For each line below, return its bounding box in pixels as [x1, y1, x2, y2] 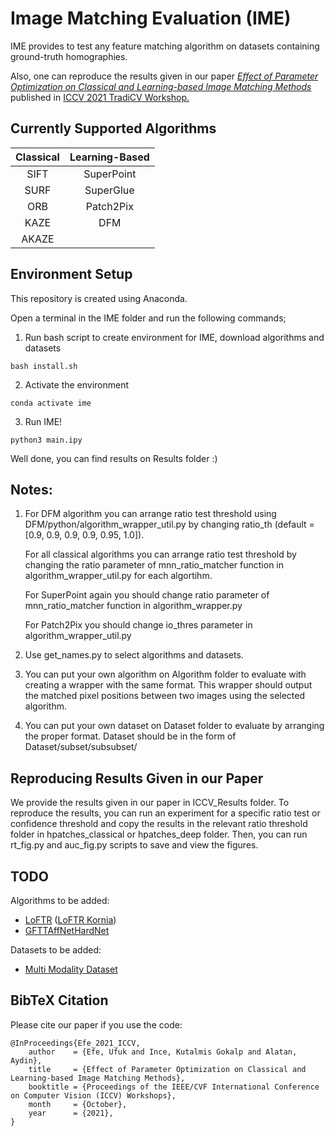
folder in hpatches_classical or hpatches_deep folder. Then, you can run [10, 828, 308, 841]
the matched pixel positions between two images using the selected [24, 690, 306, 702]
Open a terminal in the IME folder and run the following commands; [10, 312, 287, 324]
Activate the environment [24, 378, 130, 391]
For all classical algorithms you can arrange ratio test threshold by [24, 548, 297, 561]
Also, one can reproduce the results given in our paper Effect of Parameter [10, 70, 319, 82]
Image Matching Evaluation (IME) [10, 7, 292, 30]
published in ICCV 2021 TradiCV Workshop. [10, 91, 190, 103]
